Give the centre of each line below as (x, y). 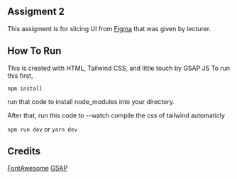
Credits (24, 151)
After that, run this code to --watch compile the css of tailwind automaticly (116, 115)
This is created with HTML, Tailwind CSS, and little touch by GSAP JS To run (119, 68)
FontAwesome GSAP (38, 168)
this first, (20, 75)
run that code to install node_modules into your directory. (91, 101)
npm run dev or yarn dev (43, 129)
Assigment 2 (36, 12)
